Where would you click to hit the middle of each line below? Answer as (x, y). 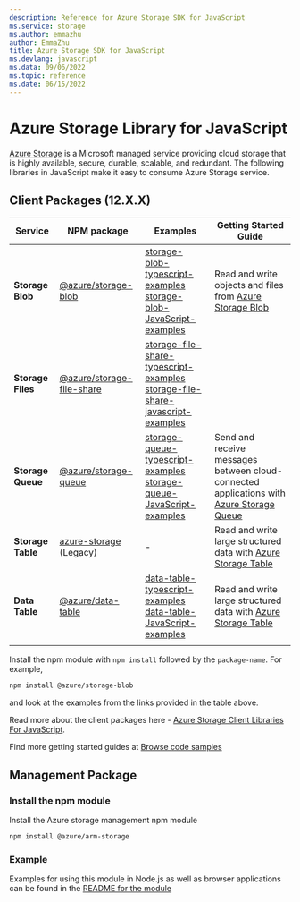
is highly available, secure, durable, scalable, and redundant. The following (146, 163)
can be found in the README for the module (91, 889)
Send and (234, 438)
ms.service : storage (48, 26)
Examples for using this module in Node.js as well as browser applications (145, 879)
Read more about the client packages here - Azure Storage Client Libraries (146, 720)
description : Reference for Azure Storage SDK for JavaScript (127, 17)
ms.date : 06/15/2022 (48, 84)
